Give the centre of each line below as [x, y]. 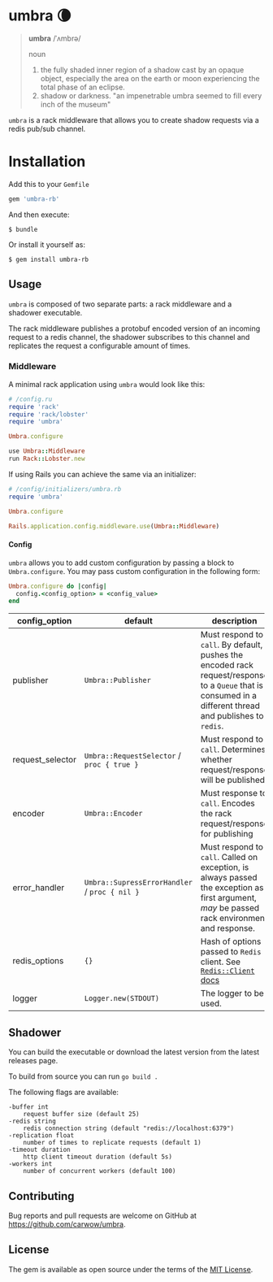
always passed [229, 878]
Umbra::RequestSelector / [132, 756]
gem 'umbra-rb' [34, 199]
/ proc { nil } [112, 892]
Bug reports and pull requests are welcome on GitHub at [103, 1215]
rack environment [234, 919]
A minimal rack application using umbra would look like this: [107, 384]
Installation [47, 162]
